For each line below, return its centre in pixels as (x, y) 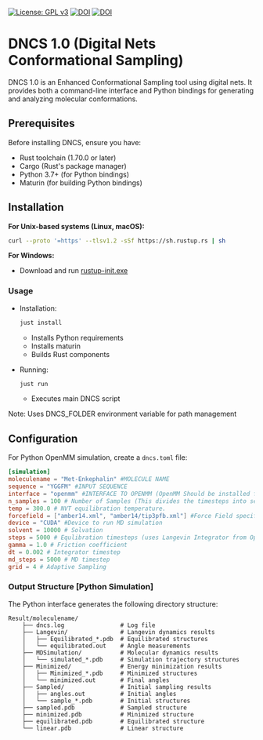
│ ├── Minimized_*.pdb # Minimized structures (110, 673)
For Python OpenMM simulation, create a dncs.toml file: (98, 457)
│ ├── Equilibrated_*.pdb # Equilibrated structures (115, 639)
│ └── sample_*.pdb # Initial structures (106, 701)
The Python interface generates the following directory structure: (113, 603)
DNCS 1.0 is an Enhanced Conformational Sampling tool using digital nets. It (130, 82)
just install (41, 323)
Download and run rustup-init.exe (74, 271)
